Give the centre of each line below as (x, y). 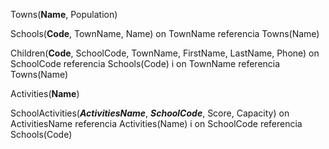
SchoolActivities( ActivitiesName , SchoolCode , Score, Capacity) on (150, 113)
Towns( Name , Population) (64, 14)
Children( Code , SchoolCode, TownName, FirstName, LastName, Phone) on (165, 53)
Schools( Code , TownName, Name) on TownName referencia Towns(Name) (165, 33)
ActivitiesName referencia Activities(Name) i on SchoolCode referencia (156, 123)
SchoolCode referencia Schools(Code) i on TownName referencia (145, 63)
